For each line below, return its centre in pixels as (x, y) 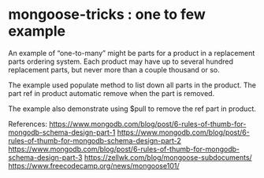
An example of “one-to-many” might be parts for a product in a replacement (132, 53)
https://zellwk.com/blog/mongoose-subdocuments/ (168, 157)
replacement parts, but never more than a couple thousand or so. (114, 69)
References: (28, 124)
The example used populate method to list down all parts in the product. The (132, 85)
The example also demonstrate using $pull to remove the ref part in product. (132, 109)
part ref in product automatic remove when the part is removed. (112, 93)
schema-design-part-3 (45, 157)
